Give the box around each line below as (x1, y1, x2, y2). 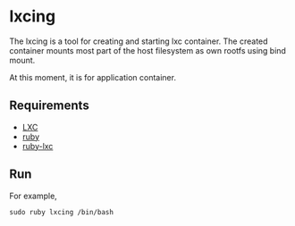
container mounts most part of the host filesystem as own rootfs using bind (9, 45, 286, 55)
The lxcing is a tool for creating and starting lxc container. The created (9, 36, 268, 46)
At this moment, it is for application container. (9, 71, 177, 82)
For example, (9, 190, 58, 201)
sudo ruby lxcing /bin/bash (9, 207, 114, 216)
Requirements (9, 98, 89, 113)
